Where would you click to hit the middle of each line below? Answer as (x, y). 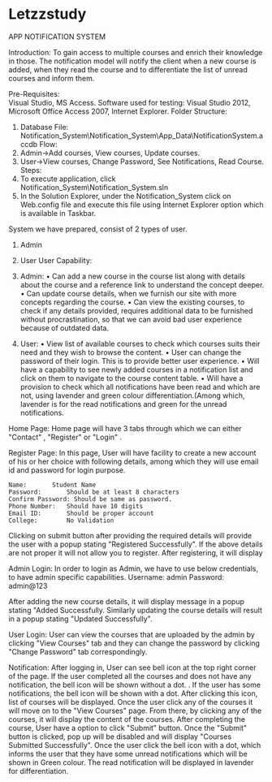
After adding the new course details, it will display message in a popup (127, 601)
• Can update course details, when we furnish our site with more (128, 293)
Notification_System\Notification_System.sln (94, 187)
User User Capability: (56, 260)
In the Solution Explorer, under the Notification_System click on (125, 196)
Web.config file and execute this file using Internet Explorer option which (142, 205)
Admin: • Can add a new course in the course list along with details (132, 276)
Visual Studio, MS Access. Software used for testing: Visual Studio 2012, (130, 102)
